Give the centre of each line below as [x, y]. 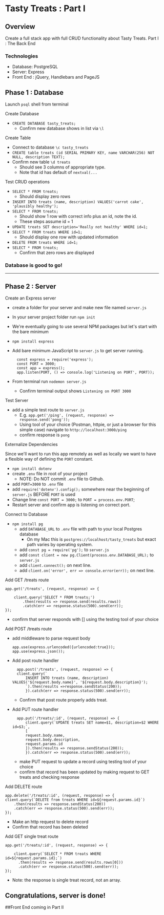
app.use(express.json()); [38, 652]
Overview [20, 27]
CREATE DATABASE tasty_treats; [44, 124]
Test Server [17, 401]
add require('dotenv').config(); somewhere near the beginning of [81, 489]
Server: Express [28, 72]
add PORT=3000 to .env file [38, 484]
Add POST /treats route [29, 629]
